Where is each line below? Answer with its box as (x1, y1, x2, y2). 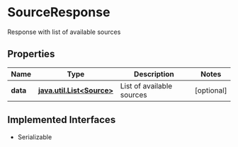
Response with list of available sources (7, 28, 121, 36)
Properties (7, 48, 55, 60)
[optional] (194, 86, 227, 95)
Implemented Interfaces (7, 114, 116, 126)
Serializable (17, 132, 52, 141)
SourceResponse (7, 4, 110, 20)
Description (133, 69, 175, 78)
